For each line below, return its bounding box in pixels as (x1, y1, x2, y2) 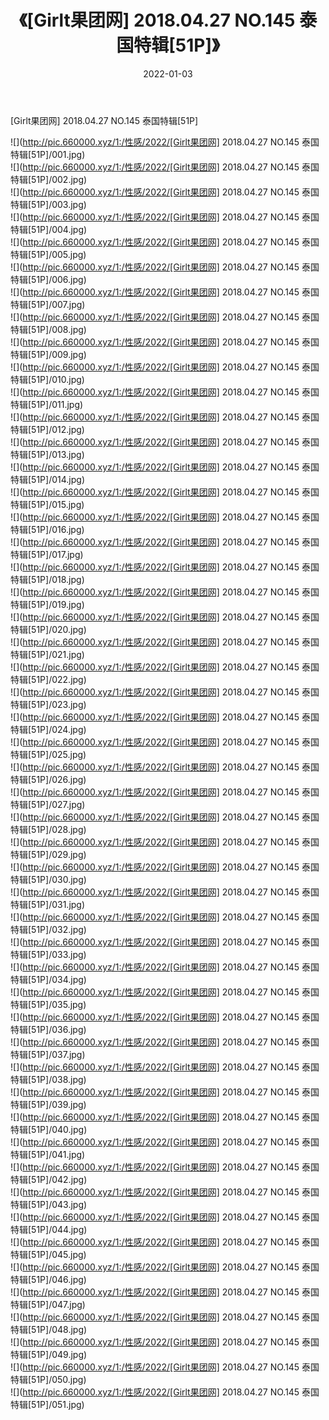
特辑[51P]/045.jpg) (10, 1248, 87, 1260)
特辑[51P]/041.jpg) (10, 1148, 86, 1160)
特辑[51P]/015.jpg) (10, 498, 85, 510)
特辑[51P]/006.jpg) (10, 273, 87, 285)
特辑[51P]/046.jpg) (10, 1273, 87, 1285)
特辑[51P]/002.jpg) (10, 173, 88, 185)
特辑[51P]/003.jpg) (10, 198, 87, 210)
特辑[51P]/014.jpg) (10, 473, 85, 485)
